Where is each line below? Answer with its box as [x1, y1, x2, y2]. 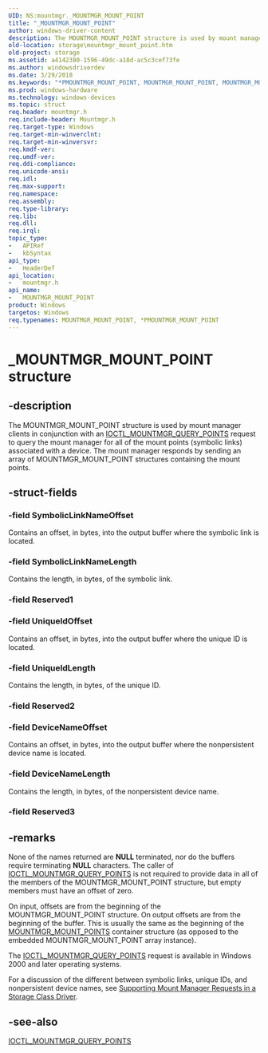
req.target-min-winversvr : [8, 137, 98, 146]
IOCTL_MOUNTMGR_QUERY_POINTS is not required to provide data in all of [8, 869, 258, 879]
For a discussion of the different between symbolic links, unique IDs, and [8, 975, 247, 984]
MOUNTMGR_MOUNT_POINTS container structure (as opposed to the [8, 927, 239, 936]
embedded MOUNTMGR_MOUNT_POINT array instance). [8, 936, 197, 945]
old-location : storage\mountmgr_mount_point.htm [8, 42, 173, 49]
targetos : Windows [8, 308, 69, 316]
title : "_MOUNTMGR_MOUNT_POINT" [8, 19, 116, 27]
